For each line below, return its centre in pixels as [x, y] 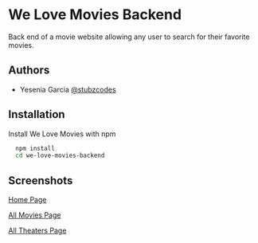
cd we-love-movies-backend [60, 156]
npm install [35, 148]
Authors [29, 71]
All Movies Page [35, 215]
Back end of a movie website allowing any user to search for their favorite [129, 37]
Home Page [27, 200]
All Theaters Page [37, 231]
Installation [37, 114]
